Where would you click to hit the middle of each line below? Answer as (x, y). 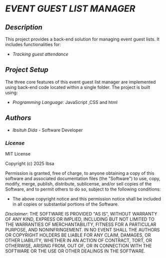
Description (24, 27)
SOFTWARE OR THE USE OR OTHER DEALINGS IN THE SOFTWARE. (75, 251)
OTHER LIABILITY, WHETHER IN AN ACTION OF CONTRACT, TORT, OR (79, 240)
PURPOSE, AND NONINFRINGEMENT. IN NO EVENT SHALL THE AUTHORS (82, 229)
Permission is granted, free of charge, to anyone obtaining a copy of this (80, 173)
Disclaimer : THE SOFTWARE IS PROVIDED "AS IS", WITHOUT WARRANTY (81, 213)
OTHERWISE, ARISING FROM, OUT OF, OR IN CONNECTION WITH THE (78, 245)
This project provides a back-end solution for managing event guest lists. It (82, 39)
